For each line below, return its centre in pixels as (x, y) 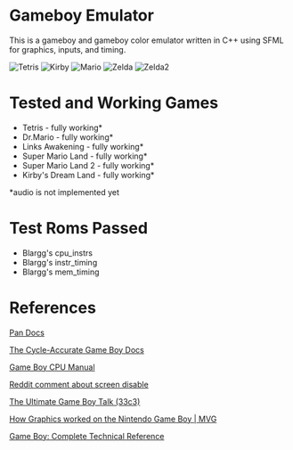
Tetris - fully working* (62, 127)
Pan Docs (27, 332)
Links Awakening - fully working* (83, 146)
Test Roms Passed (79, 229)
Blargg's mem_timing (61, 272)
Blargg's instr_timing (60, 262)
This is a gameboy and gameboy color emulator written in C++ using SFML (146, 40)
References (53, 307)
